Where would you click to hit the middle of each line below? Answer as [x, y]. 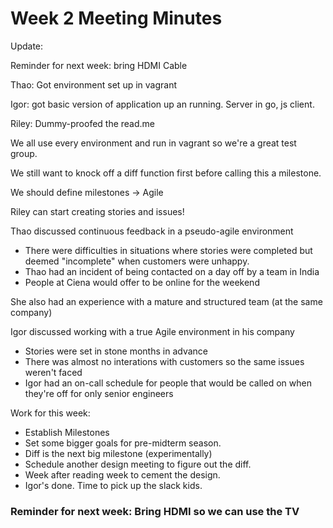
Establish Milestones [67, 432]
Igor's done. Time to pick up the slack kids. [113, 485]
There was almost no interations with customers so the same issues [164, 361]
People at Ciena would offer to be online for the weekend [142, 282]
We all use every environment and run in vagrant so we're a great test [153, 143]
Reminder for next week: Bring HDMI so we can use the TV [155, 511]
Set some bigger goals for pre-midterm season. [123, 443]
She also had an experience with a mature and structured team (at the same [166, 301]
